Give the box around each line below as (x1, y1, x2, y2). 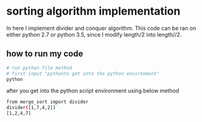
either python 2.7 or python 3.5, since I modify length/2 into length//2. (6, 30, 182, 38)
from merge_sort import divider (6, 99, 88, 105)
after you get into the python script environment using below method (6, 87, 179, 95)
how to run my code (6, 49, 84, 59)
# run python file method (6, 65, 72, 71)
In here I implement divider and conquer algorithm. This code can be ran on (6, 24, 197, 32)
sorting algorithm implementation (6, 4, 181, 18)
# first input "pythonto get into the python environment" (6, 70, 160, 77)
